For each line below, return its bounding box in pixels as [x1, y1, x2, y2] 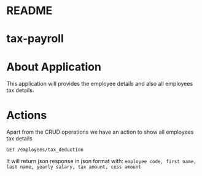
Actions [6, 108, 47, 122]
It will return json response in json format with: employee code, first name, [6, 158, 196, 165]
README [6, 4, 53, 18]
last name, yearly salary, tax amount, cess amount [6, 164, 141, 170]
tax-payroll [6, 32, 64, 46]
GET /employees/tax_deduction [6, 147, 84, 153]
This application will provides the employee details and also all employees [6, 80, 193, 88]
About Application [6, 59, 101, 74]
